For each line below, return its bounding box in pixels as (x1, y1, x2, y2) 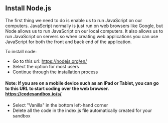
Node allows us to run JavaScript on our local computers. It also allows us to (5, 28, 163, 34)
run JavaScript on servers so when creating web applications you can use (5, 33, 158, 39)
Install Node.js (5, 4, 52, 13)
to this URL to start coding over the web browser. (5, 85, 109, 92)
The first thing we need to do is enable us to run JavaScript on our (5, 17, 142, 23)
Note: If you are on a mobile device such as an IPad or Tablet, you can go (5, 80, 159, 86)
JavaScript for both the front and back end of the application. (5, 39, 132, 45)
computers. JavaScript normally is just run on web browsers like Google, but (5, 23, 163, 29)
